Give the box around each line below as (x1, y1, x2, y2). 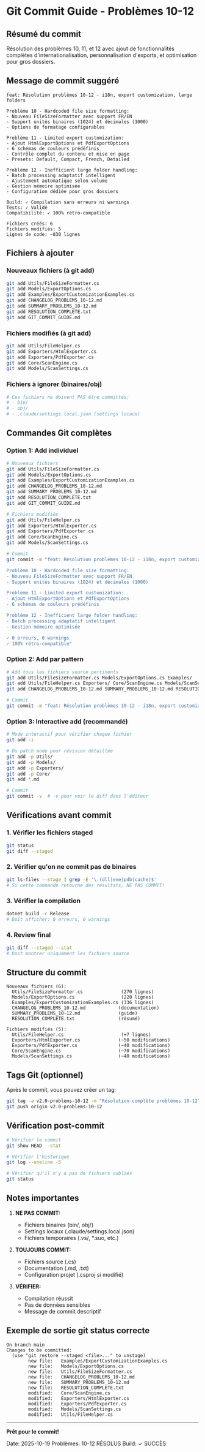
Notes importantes (6, 1193, 79, 1203)
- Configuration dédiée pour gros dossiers (6, 188, 119, 194)
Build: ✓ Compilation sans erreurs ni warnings (6, 199, 130, 205)
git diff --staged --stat (6, 945, 72, 951)
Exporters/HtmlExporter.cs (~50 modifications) (12, 1037, 171, 1043)
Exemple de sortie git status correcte (6, 1325, 150, 1336)
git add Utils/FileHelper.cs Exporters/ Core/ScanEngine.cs (6, 680, 163, 687)
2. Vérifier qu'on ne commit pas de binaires (6, 863, 137, 871)
